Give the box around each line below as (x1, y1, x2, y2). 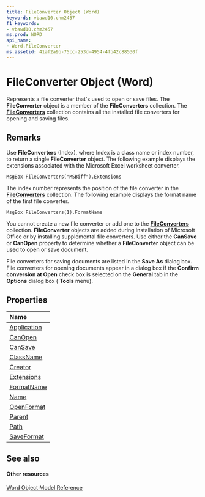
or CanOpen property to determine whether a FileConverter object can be (6, 239, 195, 246)
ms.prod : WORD (6, 32, 43, 38)
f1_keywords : (6, 20, 40, 26)
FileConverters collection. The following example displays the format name (6, 191, 197, 198)
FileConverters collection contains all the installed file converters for (6, 108, 180, 116)
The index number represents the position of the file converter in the (6, 184, 179, 191)
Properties (6, 295, 48, 305)
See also (6, 453, 40, 463)
